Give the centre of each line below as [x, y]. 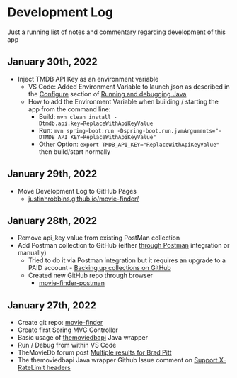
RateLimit [31, 368]
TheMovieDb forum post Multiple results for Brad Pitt [94, 352]
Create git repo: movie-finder [60, 323]
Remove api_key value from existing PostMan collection [99, 238]
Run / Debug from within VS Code [67, 345]
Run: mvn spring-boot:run [76, 130]
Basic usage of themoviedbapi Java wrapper [83, 338]
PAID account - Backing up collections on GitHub [99, 268]
